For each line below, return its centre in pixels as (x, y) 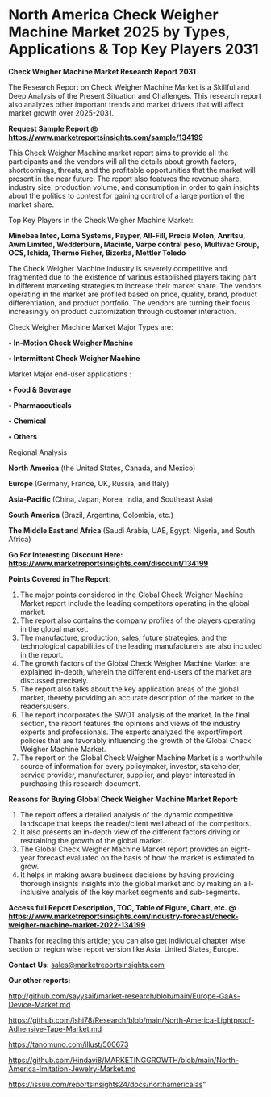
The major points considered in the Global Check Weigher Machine (131, 595)
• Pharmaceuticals (40, 405)
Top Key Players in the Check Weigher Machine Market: (101, 220)
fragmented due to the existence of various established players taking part (132, 277)
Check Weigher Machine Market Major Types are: (91, 327)
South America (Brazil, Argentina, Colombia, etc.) (91, 515)
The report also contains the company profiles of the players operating (138, 620)
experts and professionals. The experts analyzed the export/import (131, 732)
